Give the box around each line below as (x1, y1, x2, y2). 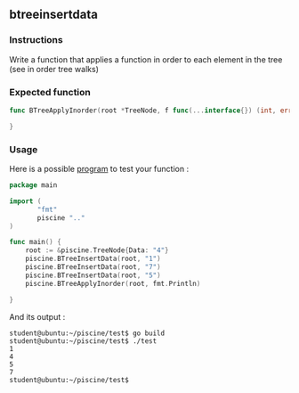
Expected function (9, 86, 92, 98)
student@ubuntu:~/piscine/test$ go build (9, 329, 166, 338)
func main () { (9, 238, 62, 247)
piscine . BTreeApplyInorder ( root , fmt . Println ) (25, 279, 201, 288)
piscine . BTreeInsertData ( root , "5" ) (25, 271, 162, 280)
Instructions (9, 34, 64, 46)
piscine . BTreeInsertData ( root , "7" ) (25, 263, 162, 272)
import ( (9, 196, 42, 206)
